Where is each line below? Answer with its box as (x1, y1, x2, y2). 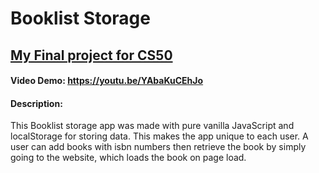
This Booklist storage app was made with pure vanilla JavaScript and (10, 120, 295, 132)
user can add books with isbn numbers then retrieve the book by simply (10, 141, 307, 153)
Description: (10, 97, 63, 109)
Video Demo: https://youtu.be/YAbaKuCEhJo (10, 75, 204, 87)
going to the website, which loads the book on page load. (10, 152, 247, 164)
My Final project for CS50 (10, 47, 173, 64)
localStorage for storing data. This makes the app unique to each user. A (10, 130, 309, 142)
